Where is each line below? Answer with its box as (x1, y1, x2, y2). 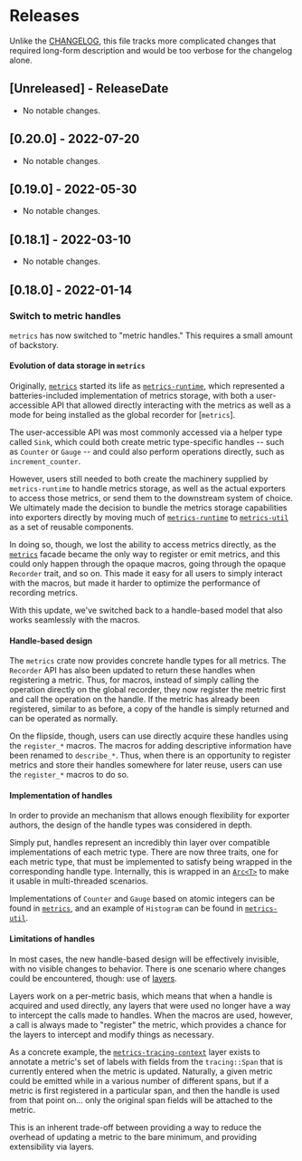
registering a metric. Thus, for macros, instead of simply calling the (9, 674, 260, 685)
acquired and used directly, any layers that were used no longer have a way (9, 1000, 291, 1011)
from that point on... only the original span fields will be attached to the (9, 1094, 273, 1106)
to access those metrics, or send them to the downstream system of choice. (9, 493, 294, 504)
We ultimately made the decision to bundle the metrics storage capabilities (9, 502, 288, 513)
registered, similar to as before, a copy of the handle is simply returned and (9, 703, 289, 714)
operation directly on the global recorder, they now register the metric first (9, 684, 287, 695)
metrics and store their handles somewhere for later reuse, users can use (9, 759, 283, 770)
